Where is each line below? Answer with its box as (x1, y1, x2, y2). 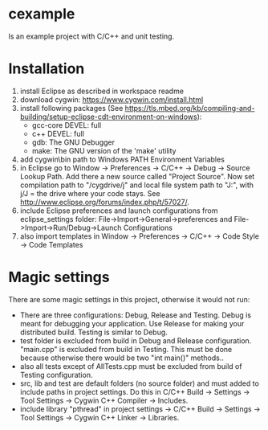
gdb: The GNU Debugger (31, 137, 115, 147)
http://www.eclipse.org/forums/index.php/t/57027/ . (19, 197, 190, 207)
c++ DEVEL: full (31, 129, 84, 138)
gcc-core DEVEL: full (31, 120, 102, 129)
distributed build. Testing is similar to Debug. (19, 327, 169, 337)
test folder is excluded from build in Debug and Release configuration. (19, 335, 252, 346)
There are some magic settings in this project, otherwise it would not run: (8, 294, 250, 304)
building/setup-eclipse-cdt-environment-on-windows (19, 112, 198, 121)
